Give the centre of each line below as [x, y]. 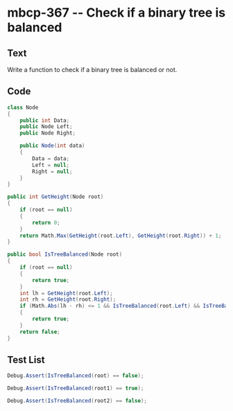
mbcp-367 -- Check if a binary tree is [116, 13]
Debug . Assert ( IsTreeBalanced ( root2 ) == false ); [77, 401]
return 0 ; [46, 222]
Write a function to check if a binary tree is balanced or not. [92, 70]
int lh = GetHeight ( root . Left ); [66, 293]
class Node [23, 107]
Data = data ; [51, 158]
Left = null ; [51, 165]
